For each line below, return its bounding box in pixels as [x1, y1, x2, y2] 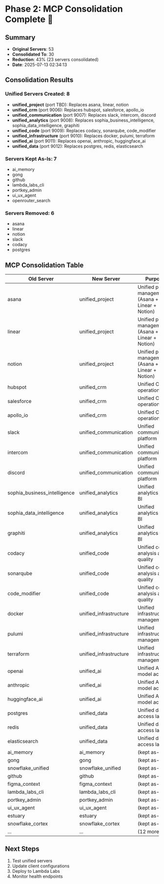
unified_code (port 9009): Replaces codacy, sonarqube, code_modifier [12, 127, 156, 133]
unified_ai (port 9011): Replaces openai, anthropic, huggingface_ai [12, 138, 146, 144]
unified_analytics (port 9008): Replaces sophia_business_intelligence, [12, 117, 155, 123]
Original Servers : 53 [12, 46, 54, 52]
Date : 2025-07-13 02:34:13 [12, 62, 67, 67]
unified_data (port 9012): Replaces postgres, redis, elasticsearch [12, 143, 143, 149]
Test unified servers [12, 858, 53, 863]
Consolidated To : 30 [12, 51, 55, 57]
